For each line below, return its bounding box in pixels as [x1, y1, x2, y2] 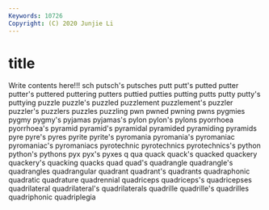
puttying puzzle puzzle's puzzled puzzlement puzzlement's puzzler [8, 98, 233, 107]
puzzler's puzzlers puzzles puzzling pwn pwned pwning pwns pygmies [8, 107, 246, 116]
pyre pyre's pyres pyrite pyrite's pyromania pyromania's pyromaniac [8, 132, 236, 142]
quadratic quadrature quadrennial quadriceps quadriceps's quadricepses [8, 175, 252, 185]
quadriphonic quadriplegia [8, 192, 96, 202]
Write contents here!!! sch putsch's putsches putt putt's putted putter [8, 81, 239, 90]
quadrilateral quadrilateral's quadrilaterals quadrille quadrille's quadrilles [8, 183, 249, 194]
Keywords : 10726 [8, 11, 63, 20]
